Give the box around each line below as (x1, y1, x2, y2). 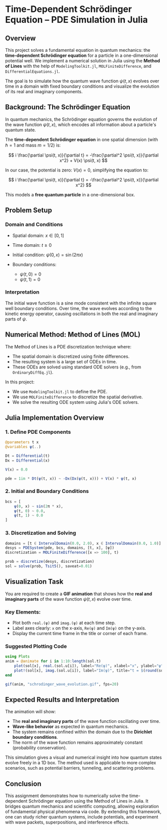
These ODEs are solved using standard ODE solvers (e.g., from (12, 364, 142, 370)
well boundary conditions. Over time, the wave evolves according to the (5, 305, 153, 311)
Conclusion (5, 779, 42, 788)
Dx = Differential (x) (5, 458, 50, 463)
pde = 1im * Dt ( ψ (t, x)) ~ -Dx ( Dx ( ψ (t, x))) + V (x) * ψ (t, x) (5, 476, 137, 481)
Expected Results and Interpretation (5, 695, 119, 704)
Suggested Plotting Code (5, 643, 67, 650)
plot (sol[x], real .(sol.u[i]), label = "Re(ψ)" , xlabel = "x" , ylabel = (14, 664, 157, 668)
